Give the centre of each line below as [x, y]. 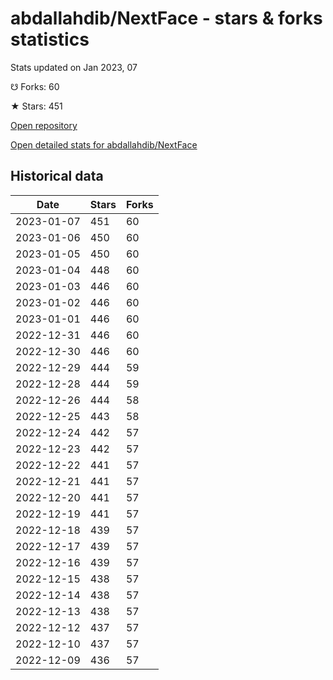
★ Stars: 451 [36, 106]
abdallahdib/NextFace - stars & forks [166, 18]
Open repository [44, 125]
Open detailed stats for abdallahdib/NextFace [104, 144]
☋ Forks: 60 [35, 86]
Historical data [57, 176]
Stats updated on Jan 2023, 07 [74, 67]
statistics [50, 39]
